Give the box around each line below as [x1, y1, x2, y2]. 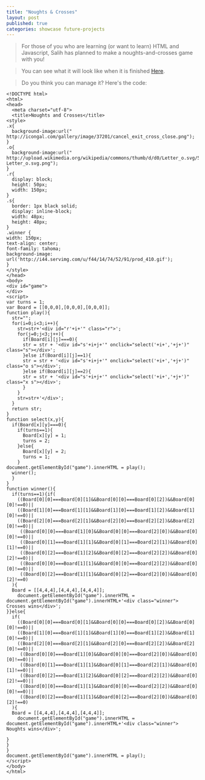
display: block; [12, 176, 53, 183]
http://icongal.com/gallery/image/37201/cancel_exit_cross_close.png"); [6, 134, 195, 140]
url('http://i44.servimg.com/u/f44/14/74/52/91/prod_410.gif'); [6, 257, 173, 263]
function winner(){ [6, 486, 56, 492]
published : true [6, 20, 48, 26]
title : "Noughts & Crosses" [6, 9, 78, 15]
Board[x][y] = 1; [22, 432, 67, 439]
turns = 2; [22, 438, 51, 444]
